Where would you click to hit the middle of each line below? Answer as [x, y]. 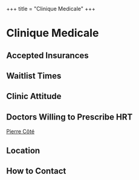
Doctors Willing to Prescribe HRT [69, 117]
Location [23, 150]
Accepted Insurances [47, 55]
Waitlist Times [34, 76]
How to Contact [36, 171]
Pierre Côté [21, 132]
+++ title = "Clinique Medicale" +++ [51, 9]
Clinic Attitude [34, 96]
